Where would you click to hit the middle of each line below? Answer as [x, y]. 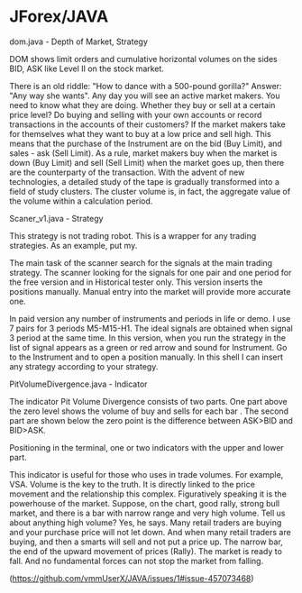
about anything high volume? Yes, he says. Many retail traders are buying [146, 522]
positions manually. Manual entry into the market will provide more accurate [150, 291]
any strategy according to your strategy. [84, 366]
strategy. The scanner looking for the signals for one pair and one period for [151, 272]
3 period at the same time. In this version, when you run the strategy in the [148, 338]
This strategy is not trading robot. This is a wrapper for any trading [133, 235]
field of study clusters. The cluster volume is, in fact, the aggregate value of [150, 191]
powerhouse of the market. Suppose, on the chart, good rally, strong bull [145, 503]
